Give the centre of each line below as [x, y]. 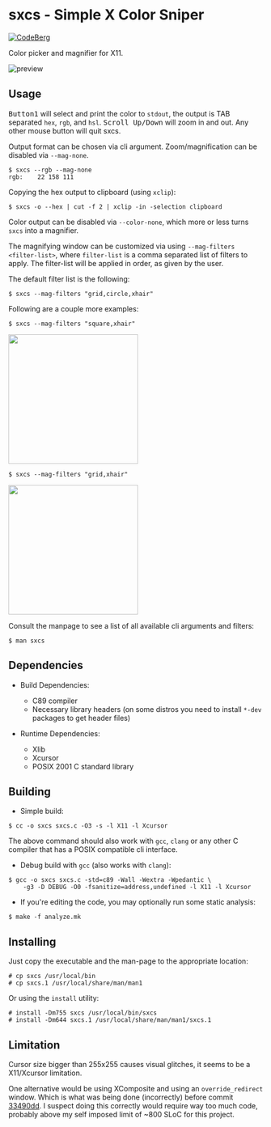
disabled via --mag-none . [49, 155]
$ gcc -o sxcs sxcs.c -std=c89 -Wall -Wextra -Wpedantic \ [110, 880]
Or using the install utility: [54, 998]
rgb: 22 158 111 [41, 177]
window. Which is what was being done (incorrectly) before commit [121, 1097]
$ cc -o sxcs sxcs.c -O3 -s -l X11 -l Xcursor [88, 826]
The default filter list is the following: [69, 279]
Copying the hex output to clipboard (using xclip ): [92, 192]
